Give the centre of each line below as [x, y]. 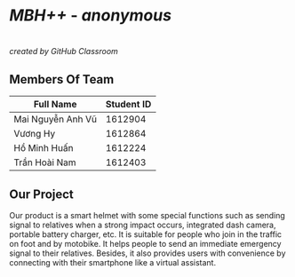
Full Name [56, 105]
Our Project [41, 194]
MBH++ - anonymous [90, 16]
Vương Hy [35, 134]
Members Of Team [62, 79]
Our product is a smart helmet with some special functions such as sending [147, 215]
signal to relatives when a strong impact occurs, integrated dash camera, [143, 225]
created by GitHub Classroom [64, 51]
